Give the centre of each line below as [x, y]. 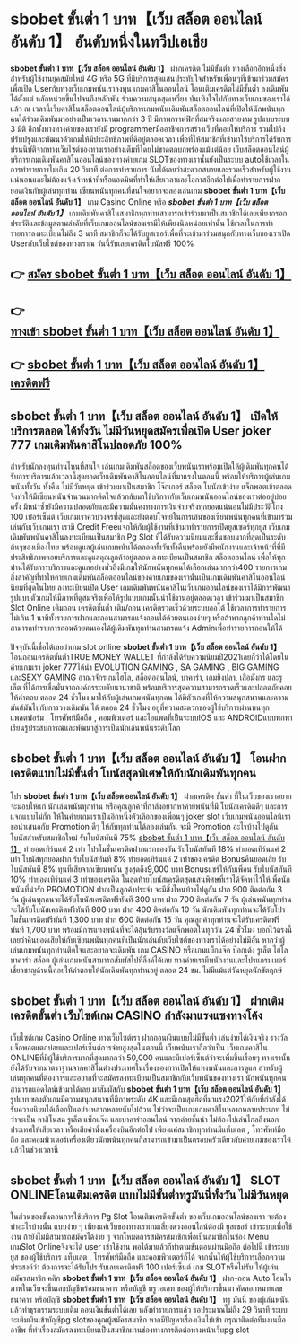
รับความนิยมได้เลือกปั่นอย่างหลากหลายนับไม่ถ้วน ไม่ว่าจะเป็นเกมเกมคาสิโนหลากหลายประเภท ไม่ [150, 1109]
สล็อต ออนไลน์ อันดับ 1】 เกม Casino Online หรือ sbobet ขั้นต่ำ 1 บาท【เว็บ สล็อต [139, 202]
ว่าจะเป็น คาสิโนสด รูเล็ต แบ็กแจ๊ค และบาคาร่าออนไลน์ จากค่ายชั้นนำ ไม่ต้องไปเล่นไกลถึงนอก [145, 1119]
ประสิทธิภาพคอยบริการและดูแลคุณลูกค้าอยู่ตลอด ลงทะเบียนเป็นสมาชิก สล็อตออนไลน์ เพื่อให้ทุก [148, 557]
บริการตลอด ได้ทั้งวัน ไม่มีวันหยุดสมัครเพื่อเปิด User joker [141, 430]
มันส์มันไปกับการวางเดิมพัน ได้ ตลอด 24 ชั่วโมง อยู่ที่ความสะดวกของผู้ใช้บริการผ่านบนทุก [140, 707]
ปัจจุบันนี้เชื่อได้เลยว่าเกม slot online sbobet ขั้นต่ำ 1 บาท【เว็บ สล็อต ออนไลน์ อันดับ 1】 [146, 646]
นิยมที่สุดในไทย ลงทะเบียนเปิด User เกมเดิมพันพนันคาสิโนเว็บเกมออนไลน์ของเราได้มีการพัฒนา [150, 587]
